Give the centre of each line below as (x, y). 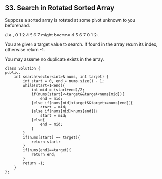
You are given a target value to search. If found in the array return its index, (81, 44)
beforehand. (18, 25)
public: (13, 72)
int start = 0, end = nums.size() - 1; (64, 81)
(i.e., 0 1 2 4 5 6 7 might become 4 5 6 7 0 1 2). (52, 35)
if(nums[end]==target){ (47, 150)
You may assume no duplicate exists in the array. (55, 59)
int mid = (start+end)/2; (58, 90)
